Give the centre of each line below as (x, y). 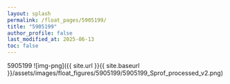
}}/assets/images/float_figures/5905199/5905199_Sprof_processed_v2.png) (115, 73)
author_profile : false (40, 33)
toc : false (23, 46)
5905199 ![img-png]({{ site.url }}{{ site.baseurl (73, 66)
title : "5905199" (32, 26)
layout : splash (29, 14)
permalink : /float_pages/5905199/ (57, 20)
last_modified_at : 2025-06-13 (51, 40)
